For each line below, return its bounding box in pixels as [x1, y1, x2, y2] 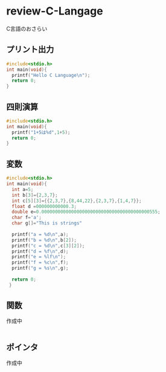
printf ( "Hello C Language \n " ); [11, 72, 91, 78]
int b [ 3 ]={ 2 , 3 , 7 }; [11, 192, 59, 198]
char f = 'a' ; [11, 215, 42, 221]
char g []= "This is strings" [11, 220, 83, 226]
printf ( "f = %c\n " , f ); [11, 259, 69, 266]
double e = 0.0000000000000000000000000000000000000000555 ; [11, 209, 161, 215]
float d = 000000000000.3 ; [11, 203, 77, 209]
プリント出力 [6, 44, 54, 55]
